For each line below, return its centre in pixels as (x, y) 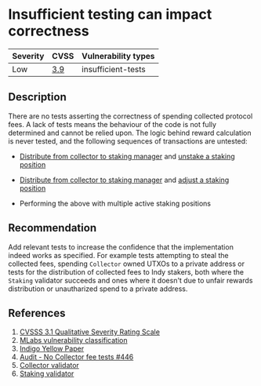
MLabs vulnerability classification (73, 340)
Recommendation (52, 228)
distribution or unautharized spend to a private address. (98, 289)
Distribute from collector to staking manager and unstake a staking (127, 156)
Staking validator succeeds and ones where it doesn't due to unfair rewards (130, 280)
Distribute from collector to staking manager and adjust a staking (124, 180)
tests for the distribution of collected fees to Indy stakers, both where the (126, 271)
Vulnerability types (118, 56)
